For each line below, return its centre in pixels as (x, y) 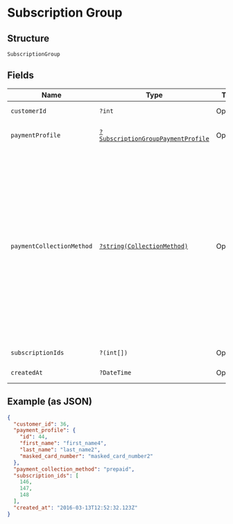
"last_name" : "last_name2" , (60, 450)
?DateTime (115, 373)
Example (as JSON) (50, 402)
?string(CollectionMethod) (144, 246)
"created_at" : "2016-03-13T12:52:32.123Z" (76, 507)
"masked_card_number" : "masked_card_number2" (87, 456)
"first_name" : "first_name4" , (63, 444)
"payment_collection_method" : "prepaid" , (74, 469)
